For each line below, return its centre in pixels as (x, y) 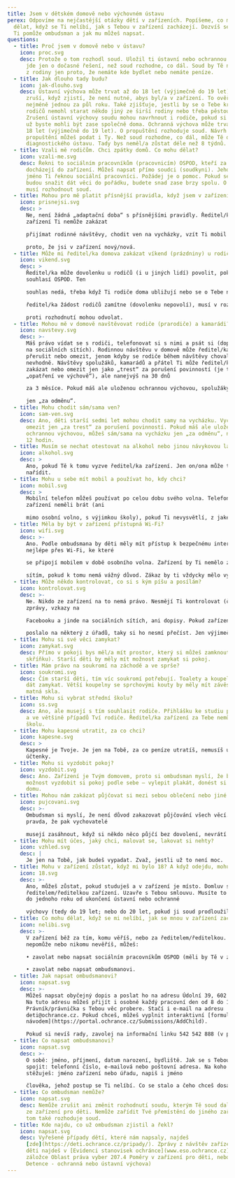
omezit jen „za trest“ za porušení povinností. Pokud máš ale (118, 427)
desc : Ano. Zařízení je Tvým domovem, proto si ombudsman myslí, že (122, 776)
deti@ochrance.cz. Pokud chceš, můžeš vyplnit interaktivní (115, 1015)
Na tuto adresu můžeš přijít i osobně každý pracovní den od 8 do (124, 1002)
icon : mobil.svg (44, 486)
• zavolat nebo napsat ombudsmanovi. (81, 970)
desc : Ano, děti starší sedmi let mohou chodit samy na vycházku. (119, 420)
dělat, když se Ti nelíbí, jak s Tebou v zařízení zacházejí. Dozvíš (117, 27)
